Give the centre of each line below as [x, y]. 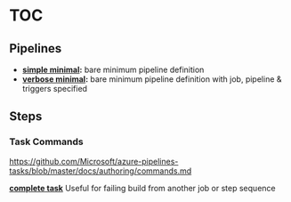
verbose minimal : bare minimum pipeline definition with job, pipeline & [152, 79]
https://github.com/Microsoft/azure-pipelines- [94, 161]
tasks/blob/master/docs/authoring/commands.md [101, 171]
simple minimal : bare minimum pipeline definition [113, 69]
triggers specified [54, 89]
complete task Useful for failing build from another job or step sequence [142, 188]
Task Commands [46, 141]
